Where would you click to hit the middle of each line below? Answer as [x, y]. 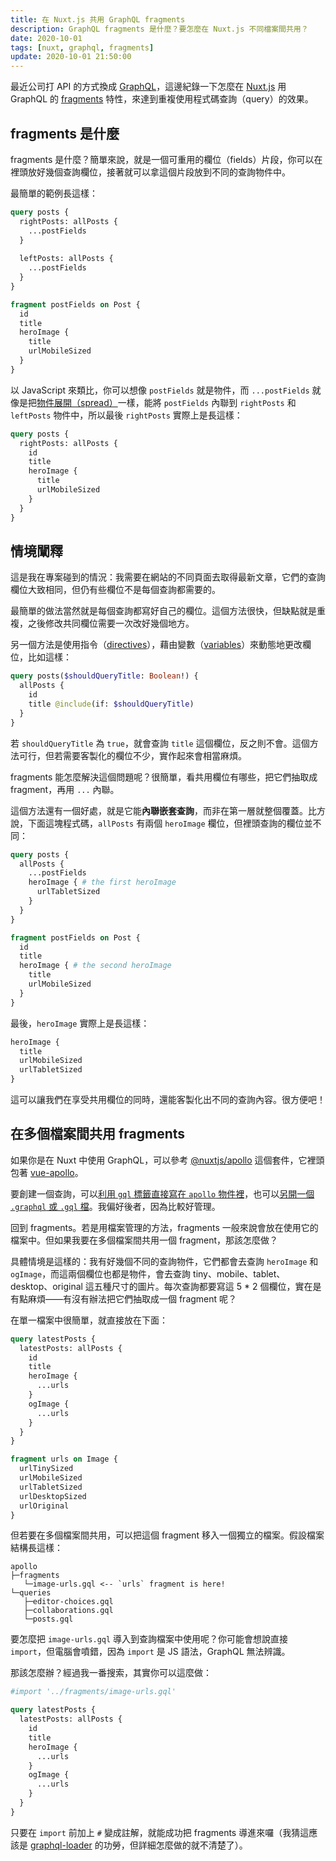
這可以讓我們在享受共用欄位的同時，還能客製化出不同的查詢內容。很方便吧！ [168, 1099]
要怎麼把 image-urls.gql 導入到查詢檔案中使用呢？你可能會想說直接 [149, 1639]
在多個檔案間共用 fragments [98, 1134]
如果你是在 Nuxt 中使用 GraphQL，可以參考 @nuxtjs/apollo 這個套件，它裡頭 [167, 1160]
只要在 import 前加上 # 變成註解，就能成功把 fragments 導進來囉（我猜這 [160, 1832]
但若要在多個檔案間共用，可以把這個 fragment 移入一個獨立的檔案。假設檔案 [167, 1535]
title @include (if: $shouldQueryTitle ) [111, 704]
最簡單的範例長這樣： [54, 193]
